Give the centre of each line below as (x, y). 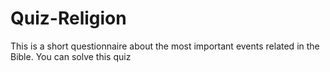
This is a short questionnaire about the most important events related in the (165, 46)
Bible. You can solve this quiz (71, 56)
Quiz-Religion (68, 18)
